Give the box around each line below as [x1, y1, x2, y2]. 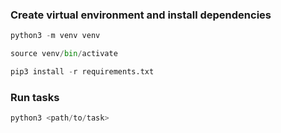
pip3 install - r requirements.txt [10, 67, 155, 77]
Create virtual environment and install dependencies [10, 8, 272, 22]
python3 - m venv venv [10, 31, 101, 41]
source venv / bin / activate [10, 49, 118, 59]
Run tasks [10, 90, 60, 104]
